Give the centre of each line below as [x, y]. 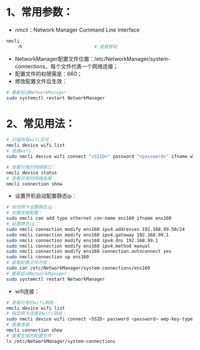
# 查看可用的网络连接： [31, 178]
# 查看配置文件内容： [29, 262]
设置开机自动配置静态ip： [46, 196]
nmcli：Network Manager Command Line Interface [77, 30]
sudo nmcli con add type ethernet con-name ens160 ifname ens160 [89, 218]
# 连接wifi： [21, 151]
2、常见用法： [41, 124]
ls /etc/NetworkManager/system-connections [61, 341]
